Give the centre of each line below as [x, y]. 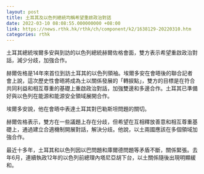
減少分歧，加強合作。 [43, 60]
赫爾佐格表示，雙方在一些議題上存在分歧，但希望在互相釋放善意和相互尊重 [99, 122]
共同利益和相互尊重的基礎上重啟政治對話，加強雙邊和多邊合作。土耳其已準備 [102, 88]
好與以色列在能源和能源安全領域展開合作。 [59, 96]
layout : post [23, 12]
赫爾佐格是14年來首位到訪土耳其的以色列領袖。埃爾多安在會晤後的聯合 [94, 73]
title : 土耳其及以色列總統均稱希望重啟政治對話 [59, 18]
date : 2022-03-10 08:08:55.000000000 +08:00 [63, 23]
